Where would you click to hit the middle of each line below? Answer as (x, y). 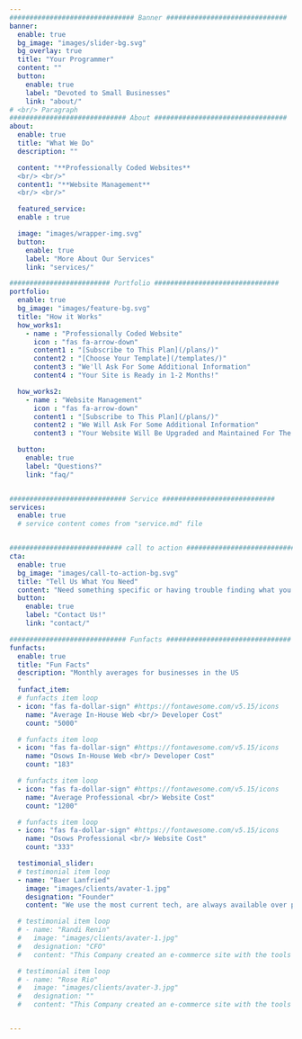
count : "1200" (52, 806)
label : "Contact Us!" (66, 615)
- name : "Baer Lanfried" (64, 880)
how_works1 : (40, 325)
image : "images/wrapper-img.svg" (80, 234)
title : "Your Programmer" (66, 59)
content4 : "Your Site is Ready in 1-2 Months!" (126, 375)
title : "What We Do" (56, 143)
